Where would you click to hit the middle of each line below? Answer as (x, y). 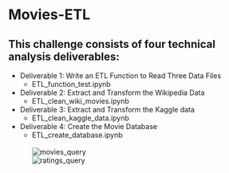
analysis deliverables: (64, 56)
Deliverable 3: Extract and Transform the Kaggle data (107, 110)
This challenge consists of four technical (112, 44)
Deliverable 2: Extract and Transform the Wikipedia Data (112, 92)
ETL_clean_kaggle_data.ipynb (81, 118)
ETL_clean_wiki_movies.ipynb (80, 101)
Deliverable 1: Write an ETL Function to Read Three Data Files (120, 76)
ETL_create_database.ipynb (77, 135)
